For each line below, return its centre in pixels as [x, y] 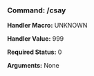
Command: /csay [37, 10]
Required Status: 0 [35, 52]
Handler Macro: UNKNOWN [47, 26]
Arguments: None [34, 66]
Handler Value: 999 [36, 39]
